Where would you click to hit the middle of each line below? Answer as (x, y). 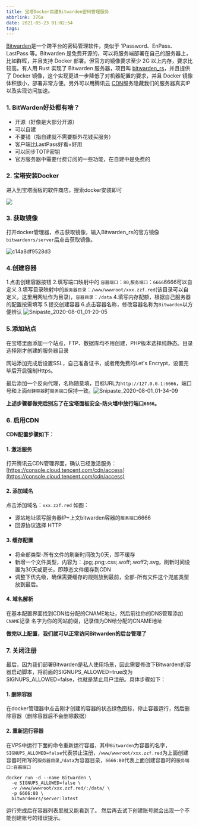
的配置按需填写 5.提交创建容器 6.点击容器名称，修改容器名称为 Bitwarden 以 (97, 304)
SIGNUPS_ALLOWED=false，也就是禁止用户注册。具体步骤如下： (86, 679)
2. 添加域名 (20, 491)
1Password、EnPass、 (148, 46)
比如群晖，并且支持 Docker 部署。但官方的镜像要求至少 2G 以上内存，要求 (97, 61)
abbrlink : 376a (25, 17)
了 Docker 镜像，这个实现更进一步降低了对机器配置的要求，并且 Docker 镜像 (99, 76)
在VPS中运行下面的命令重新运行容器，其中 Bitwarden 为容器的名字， (89, 745)
